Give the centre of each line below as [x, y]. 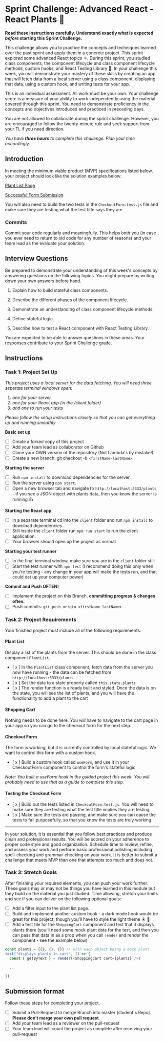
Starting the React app [28, 510]
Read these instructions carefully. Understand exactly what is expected [79, 33]
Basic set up [18, 432]
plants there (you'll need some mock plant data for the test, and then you [85, 930]
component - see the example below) [50, 940]
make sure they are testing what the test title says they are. [64, 209]
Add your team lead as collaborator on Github [58, 447]
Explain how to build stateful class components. [60, 290]
